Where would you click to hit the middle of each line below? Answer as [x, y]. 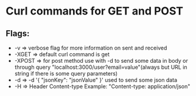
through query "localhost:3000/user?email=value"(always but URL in [101, 67]
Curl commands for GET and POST [95, 11]
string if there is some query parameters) [66, 73]
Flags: [18, 34]
